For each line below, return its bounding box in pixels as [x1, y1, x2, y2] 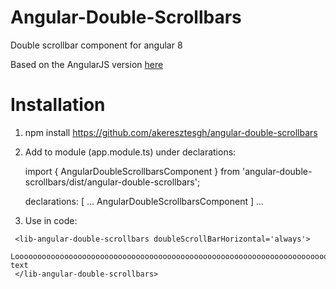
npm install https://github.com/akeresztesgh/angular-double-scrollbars [24, 126, 318, 138]
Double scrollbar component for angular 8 [10, 39, 183, 51]
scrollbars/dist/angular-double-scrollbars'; [24, 176, 201, 188]
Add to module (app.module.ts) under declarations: [24, 146, 237, 158]
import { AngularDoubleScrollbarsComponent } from [24, 165, 241, 177]
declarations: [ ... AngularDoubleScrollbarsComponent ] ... [24, 195, 265, 207]
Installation [10, 94, 106, 116]
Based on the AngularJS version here [10, 58, 164, 70]
